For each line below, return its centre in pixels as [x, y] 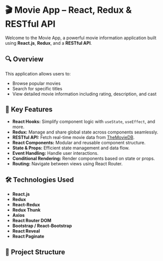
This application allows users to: [38, 73]
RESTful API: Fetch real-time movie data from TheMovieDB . [73, 137]
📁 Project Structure [35, 252]
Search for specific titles [37, 88]
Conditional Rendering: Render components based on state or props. [83, 158]
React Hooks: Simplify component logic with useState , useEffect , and [83, 121]
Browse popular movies [36, 83]
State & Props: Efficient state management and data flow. [71, 148]
